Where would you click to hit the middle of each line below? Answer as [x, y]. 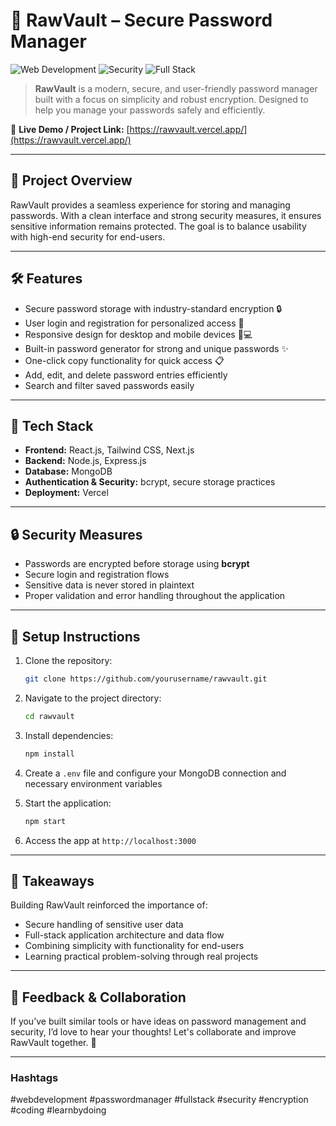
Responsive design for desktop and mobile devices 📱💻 [138, 334]
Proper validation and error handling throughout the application [155, 596]
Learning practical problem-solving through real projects [141, 956]
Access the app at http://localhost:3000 [110, 840]
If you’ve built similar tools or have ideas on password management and [158, 1021]
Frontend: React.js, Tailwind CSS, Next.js [109, 450]
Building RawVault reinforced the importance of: [109, 905]
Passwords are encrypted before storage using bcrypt [137, 564]
